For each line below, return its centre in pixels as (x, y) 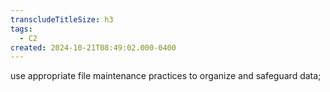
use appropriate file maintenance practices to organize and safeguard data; (166, 76)
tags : (21, 29)
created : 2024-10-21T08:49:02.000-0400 (93, 47)
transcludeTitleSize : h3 (62, 19)
